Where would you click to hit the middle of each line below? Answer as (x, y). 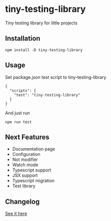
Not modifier (25, 159)
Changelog (22, 201)
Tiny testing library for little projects (41, 23)
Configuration (26, 154)
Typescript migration (33, 181)
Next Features (27, 137)
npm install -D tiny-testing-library (44, 50)
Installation (23, 38)
